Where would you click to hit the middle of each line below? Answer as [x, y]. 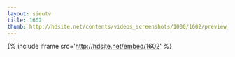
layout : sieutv [29, 14]
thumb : [17, 26]
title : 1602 [24, 20]
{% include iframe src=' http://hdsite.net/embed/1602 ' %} [90, 47]
